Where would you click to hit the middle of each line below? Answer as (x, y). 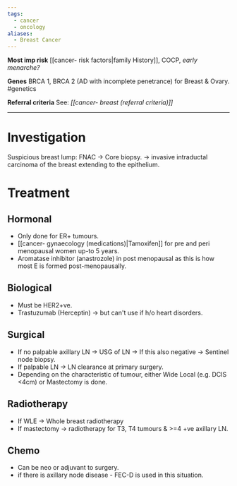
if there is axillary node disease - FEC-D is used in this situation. (110, 475)
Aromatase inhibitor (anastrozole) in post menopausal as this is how (116, 259)
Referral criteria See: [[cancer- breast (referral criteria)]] (90, 102)
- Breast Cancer (37, 40)
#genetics (22, 89)
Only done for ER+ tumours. (58, 236)
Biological (30, 288)
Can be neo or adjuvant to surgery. (68, 468)
